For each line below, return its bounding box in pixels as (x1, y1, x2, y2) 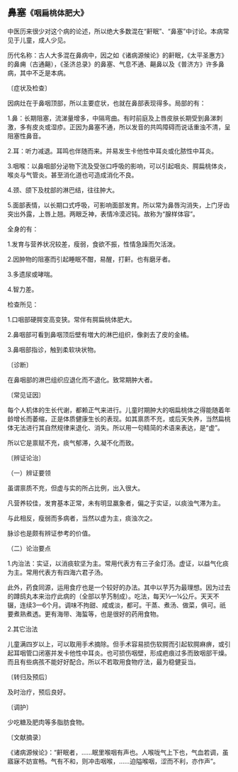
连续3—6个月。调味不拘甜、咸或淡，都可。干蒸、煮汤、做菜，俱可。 (19, 600, 220, 609)
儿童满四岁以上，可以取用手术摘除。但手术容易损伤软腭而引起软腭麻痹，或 (7, 639, 225, 648)
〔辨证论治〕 (7, 453, 45, 462)
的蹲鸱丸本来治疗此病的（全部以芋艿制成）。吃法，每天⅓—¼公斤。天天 (7, 592, 214, 600)
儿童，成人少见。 (19, 35, 69, 44)
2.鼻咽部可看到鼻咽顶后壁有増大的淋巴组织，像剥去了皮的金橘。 (7, 330, 193, 338)
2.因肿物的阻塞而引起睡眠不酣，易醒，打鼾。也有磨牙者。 (7, 255, 175, 263)
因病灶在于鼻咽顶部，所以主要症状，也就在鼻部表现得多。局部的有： (7, 99, 206, 107)
